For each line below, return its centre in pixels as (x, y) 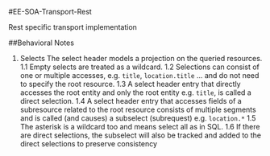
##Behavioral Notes (42, 43)
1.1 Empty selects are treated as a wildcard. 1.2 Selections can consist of (139, 67)
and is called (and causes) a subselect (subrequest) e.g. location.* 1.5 (138, 118)
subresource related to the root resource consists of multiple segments (138, 109)
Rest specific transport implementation (73, 27)
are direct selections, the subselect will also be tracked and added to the (141, 135)
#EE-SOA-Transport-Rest (50, 12)
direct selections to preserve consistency (89, 144)
